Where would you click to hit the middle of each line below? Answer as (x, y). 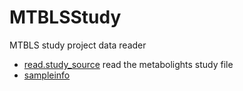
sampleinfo (47, 75)
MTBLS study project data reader (78, 45)
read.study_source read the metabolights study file (128, 64)
